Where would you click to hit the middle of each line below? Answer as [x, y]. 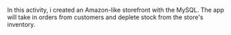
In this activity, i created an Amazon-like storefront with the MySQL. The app [116, 10]
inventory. [21, 24]
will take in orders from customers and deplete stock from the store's [105, 17]
